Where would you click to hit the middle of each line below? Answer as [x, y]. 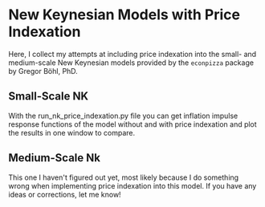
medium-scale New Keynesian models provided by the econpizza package [131, 63]
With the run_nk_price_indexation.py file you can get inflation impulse [123, 116]
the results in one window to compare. [72, 132]
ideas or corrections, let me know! [65, 194]
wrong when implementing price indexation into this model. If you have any [132, 185]
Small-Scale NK [49, 97]
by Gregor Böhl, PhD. [43, 71]
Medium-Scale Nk [54, 158]
